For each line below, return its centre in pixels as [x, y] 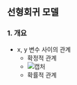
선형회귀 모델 [33, 12]
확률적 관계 [42, 75]
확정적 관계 [42, 58]
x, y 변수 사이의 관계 [44, 49]
